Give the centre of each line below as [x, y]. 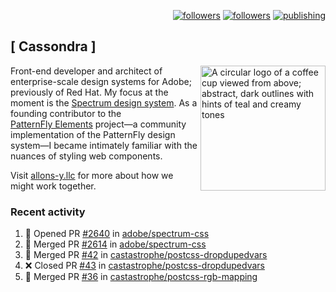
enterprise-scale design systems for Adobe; [101, 81]
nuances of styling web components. [86, 156]
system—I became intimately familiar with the [104, 145]
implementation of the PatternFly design [93, 134]
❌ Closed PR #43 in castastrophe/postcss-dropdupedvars [144, 266]
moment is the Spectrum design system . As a [104, 102]
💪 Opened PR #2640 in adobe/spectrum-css [117, 234]
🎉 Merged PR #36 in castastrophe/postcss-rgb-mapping [141, 277]
